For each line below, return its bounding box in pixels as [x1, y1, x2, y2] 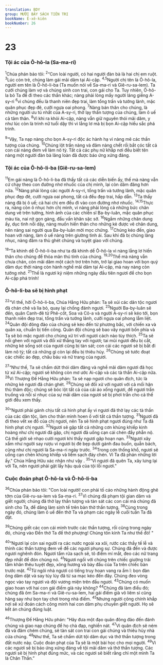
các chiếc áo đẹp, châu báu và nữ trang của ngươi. [5, 354, 107, 360]
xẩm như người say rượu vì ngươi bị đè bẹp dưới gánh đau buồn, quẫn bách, [5, 441, 157, 446]
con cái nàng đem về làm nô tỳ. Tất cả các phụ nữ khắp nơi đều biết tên [5, 147, 148, 153]
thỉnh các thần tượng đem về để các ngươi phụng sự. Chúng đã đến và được [5, 545, 158, 551]
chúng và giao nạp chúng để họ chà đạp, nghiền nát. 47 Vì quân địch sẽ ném [5, 622, 157, 628]
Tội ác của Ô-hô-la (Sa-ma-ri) [5, 59, 76, 66]
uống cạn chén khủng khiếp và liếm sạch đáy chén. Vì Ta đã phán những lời [5, 452, 157, 458]
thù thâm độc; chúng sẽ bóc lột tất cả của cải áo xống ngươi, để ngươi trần [5, 387, 155, 392]
